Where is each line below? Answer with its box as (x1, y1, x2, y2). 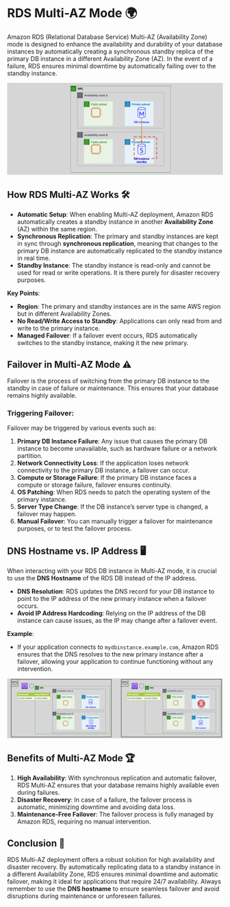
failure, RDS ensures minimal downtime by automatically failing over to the (7, 62, 216, 70)
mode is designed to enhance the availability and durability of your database (7, 40, 223, 48)
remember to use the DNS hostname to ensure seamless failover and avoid (7, 884, 220, 893)
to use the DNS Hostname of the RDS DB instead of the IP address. (7, 574, 197, 583)
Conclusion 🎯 (7, 837, 65, 849)
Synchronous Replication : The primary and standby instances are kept (16, 232, 219, 240)
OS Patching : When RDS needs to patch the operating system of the (16, 488, 211, 496)
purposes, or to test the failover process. (16, 524, 132, 533)
